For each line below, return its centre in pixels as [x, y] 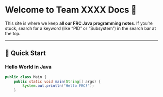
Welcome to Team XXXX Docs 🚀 [71, 10]
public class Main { [26, 77]
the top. [13, 33]
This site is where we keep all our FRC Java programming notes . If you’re [79, 23]
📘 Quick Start [25, 53]
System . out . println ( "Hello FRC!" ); [58, 86]
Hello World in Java [28, 67]
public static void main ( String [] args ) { [57, 82]
